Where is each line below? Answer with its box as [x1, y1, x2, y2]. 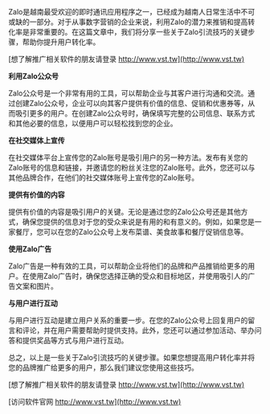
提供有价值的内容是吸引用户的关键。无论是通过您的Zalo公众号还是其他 [8, 207, 241, 216]
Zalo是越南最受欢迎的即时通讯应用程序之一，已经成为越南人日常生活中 [8, 7, 241, 16]
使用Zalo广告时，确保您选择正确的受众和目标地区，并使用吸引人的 [29, 272, 248, 281]
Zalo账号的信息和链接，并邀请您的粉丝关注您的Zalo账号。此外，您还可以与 [8, 163, 256, 172]
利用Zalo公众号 [8, 72, 59, 80]
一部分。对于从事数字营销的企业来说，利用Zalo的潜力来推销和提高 [29, 17, 248, 27]
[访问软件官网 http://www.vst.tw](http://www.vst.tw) [8, 397, 182, 406]
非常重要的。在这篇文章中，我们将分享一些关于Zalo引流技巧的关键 [29, 27, 248, 36]
